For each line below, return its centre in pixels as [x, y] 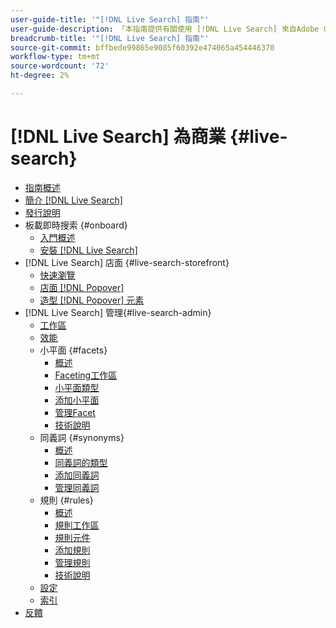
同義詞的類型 [81, 462]
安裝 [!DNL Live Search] [88, 250]
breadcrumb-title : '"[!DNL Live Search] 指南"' [110, 38]
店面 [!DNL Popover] [82, 287]
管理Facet [75, 412]
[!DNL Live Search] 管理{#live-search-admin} [118, 312]
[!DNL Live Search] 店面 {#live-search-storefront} [127, 262]
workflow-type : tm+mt [55, 57]
